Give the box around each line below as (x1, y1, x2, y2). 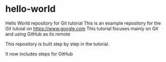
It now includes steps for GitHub (5, 51, 73, 57)
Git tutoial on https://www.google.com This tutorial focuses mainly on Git (5, 25, 158, 31)
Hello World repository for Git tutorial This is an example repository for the (5, 20, 161, 26)
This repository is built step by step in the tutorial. (5, 40, 110, 47)
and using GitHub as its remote (5, 31, 70, 37)
